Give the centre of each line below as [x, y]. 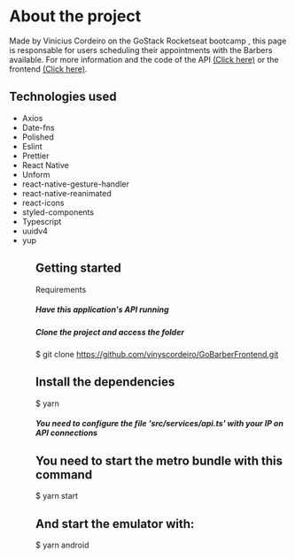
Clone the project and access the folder [109, 332]
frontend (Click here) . [48, 69]
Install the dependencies [105, 382]
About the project [75, 16]
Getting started [78, 268]
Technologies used [63, 97]
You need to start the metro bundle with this [159, 460]
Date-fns [38, 127]
